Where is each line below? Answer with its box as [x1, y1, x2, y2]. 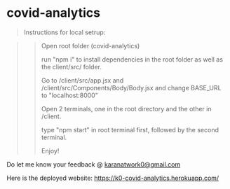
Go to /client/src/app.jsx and [41, 76, 124, 85]
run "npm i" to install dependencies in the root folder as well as [41, 55, 224, 64]
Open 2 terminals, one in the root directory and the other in [41, 104, 212, 113]
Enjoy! [41, 146, 60, 155]
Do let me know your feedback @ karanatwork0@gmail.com [6, 160, 181, 169]
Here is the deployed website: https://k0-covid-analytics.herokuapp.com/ [6, 174, 219, 182]
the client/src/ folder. [41, 62, 102, 71]
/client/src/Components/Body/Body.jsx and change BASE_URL [41, 83, 222, 92]
